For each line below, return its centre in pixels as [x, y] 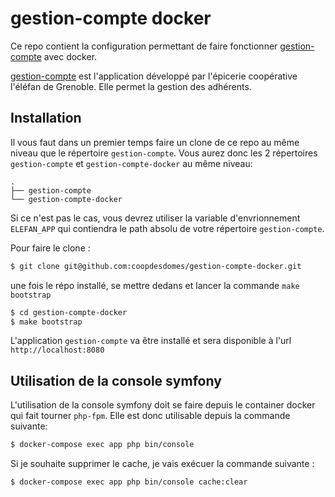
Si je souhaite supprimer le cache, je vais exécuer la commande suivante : [162, 464]
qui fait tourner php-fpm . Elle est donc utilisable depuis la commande [150, 416]
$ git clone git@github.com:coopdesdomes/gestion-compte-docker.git [156, 266]
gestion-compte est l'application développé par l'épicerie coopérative [154, 76]
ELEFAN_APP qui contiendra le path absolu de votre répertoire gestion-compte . [167, 228]
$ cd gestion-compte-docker [69, 312]
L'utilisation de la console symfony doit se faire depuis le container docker [163, 405]
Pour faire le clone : [50, 248]
